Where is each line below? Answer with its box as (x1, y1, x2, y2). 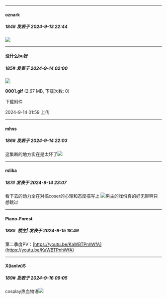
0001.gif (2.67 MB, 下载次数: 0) (5, 88, 70, 94)
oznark (5, 11, 20, 17)
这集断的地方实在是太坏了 (5, 151, 58, 157)
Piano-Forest (5, 215, 33, 222)
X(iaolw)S (5, 263, 26, 269)
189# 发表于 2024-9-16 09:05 (5, 275, 68, 281)
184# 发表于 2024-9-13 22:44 (5, 23, 68, 30)
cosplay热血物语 (5, 289, 39, 295)
